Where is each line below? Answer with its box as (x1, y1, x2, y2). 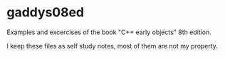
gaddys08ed (6, 4, 85, 21)
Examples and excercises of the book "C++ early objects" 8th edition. (6, 28, 211, 36)
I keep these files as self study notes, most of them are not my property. (6, 41, 219, 50)
